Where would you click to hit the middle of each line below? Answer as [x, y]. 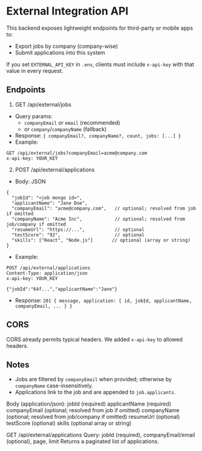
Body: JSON [31, 181]
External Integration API [67, 11]
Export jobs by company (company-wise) [67, 46]
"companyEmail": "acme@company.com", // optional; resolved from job [104, 208]
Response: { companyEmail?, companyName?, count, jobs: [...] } [98, 135]
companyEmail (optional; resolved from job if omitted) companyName [93, 410]
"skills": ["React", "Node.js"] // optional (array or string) [101, 240]
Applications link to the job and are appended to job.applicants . [95, 392]
